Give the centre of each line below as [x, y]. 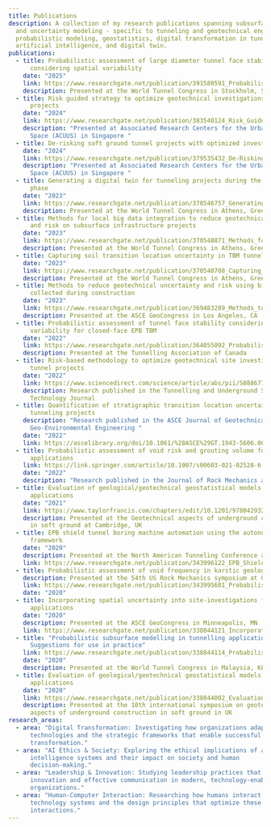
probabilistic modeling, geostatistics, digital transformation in [131, 38]
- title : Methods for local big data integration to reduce [119, 218]
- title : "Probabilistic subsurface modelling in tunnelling [121, 638]
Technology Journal [62, 398]
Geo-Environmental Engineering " [86, 428]
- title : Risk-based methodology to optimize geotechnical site [126, 361]
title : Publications [43, 16]
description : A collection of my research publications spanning [120, 23]
